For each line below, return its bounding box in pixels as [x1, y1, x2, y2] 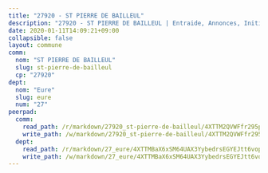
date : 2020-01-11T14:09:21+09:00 [8, 26, 120, 34]
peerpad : [8, 108, 37, 116]
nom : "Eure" [15, 85, 56, 94]
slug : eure [15, 93, 52, 101]
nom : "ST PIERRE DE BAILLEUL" [15, 57, 116, 65]
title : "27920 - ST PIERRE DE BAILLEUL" [8, 11, 145, 20]
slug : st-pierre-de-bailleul [15, 64, 112, 72]
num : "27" [15, 100, 48, 108]
